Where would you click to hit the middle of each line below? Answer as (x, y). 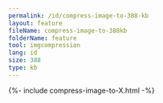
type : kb (23, 68)
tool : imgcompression (45, 46)
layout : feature (35, 23)
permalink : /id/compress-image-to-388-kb (79, 16)
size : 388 (25, 61)
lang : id (23, 53)
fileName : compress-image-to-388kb (68, 30)
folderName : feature (43, 38)
